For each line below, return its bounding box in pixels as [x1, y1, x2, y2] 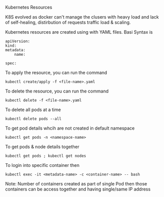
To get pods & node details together [5, 144, 79, 150]
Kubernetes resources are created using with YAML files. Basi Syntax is [5, 29, 153, 35]
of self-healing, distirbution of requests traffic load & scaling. [5, 20, 131, 25]
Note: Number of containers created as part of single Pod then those [5, 181, 147, 186]
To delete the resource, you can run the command [5, 88, 109, 94]
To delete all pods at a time [5, 107, 61, 113]
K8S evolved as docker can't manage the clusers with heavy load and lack [5, 14, 159, 20]
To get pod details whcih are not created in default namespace [5, 125, 135, 131]
